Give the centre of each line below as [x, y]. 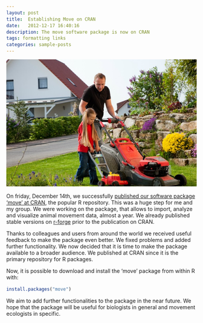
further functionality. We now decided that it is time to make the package [97, 246]
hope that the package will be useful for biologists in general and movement [101, 307]
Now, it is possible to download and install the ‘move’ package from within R [101, 271]
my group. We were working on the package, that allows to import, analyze [99, 209]
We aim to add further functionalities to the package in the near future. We [99, 301]
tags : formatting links [36, 38]
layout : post [23, 13]
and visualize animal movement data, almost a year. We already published [98, 215]
